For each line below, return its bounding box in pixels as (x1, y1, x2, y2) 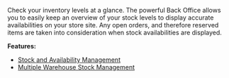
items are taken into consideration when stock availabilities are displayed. (7, 28, 222, 37)
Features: (7, 42, 37, 50)
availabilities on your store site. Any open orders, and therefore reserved (7, 21, 219, 29)
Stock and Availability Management (17, 56, 121, 64)
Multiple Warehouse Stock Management (17, 63, 135, 71)
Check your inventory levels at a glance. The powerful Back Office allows (7, 6, 221, 14)
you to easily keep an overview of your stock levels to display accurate (7, 13, 214, 22)
